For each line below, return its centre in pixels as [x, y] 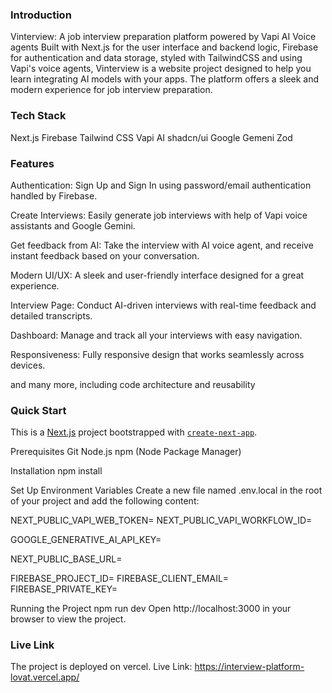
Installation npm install [56, 471]
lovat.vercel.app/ [45, 677]
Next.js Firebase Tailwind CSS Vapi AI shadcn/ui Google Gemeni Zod [151, 137]
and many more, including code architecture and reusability [133, 384]
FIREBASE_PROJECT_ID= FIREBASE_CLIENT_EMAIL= [120, 579]
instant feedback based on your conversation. [105, 255]
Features [32, 163]
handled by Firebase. [54, 195]
